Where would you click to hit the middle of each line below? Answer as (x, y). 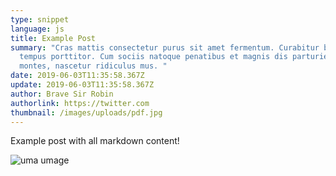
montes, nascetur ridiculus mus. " (93, 66)
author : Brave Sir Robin (62, 94)
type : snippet (40, 19)
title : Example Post (53, 38)
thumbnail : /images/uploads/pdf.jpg (86, 112)
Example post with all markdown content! (95, 141)
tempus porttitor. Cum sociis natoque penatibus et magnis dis (153, 57)
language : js (37, 29)
